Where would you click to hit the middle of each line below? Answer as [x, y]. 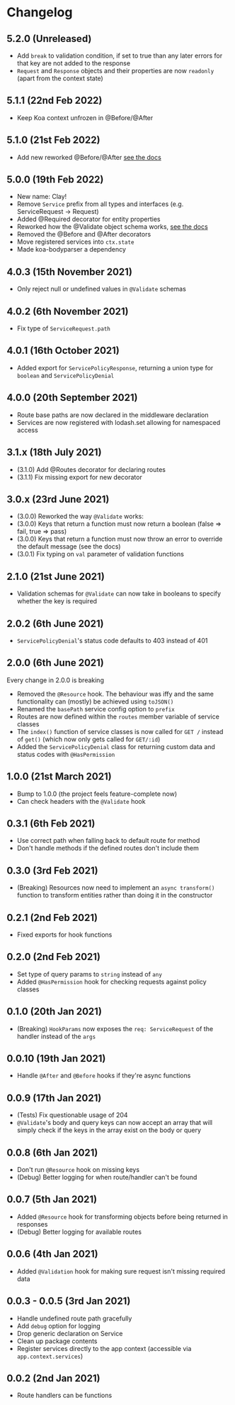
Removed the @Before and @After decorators [84, 235]
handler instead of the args [56, 1036]
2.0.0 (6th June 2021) [55, 663]
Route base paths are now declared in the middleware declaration [113, 415]
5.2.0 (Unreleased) [49, 39]
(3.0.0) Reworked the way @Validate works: [80, 517]
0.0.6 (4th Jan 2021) [52, 1254]
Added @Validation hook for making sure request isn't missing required [121, 1271]
